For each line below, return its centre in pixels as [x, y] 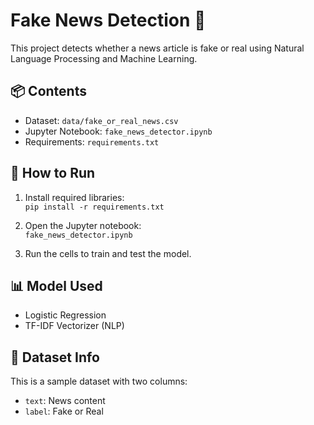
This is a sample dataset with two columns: [99, 381]
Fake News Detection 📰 [108, 20]
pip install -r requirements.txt [94, 207]
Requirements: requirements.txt [92, 141]
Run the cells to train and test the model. [108, 253]
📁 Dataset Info [55, 357]
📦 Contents [48, 91]
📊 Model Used [56, 285]
